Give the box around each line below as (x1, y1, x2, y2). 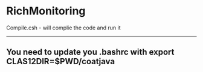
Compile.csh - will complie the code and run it (6, 24, 121, 31)
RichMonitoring (6, 4, 86, 18)
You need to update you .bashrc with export (6, 47, 175, 58)
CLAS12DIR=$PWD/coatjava (6, 56, 115, 67)
